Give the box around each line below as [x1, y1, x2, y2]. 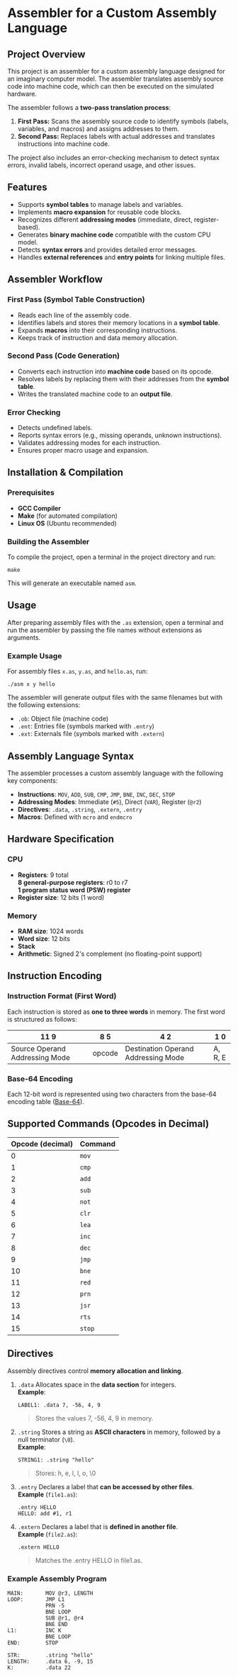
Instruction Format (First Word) [7, 991, 117, 1001]
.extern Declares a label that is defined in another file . [17, 1522, 178, 1531]
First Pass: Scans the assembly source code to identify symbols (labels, [17, 117, 229, 125]
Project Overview [7, 48, 86, 60]
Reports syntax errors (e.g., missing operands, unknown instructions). [17, 431, 222, 440]
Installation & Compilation [7, 466, 124, 479]
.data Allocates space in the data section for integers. [17, 1380, 177, 1389]
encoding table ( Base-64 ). [7, 1097, 85, 1106]
